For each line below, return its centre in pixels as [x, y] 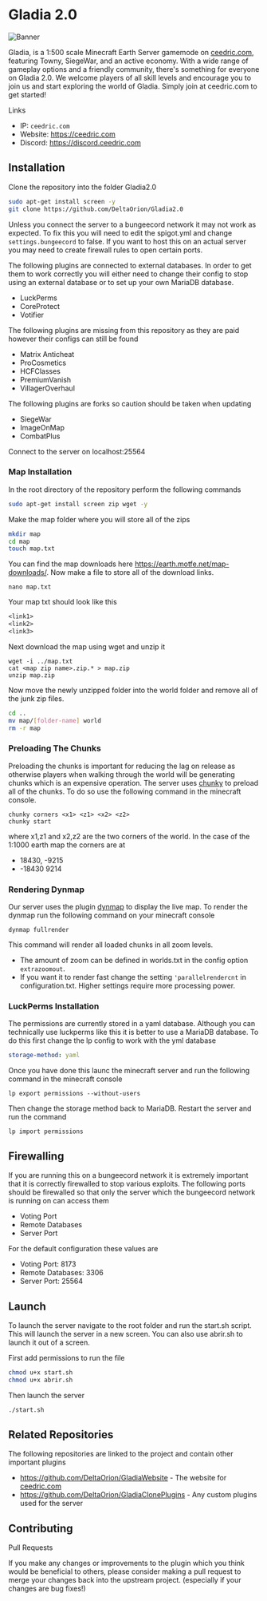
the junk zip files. [36, 698]
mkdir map [25, 534]
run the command [37, 1117]
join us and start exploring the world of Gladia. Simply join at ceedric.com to [133, 86]
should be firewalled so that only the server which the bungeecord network [132, 1192]
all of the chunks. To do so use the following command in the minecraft [125, 791]
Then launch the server [47, 1395]
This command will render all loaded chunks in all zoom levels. [111, 945]
